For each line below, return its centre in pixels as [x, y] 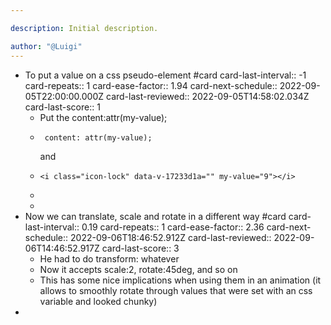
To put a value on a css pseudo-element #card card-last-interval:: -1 [165, 75]
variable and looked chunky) [98, 301]
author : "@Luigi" [46, 46]
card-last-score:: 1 [62, 107]
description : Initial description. [84, 28]
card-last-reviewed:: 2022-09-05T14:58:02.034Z [208, 96]
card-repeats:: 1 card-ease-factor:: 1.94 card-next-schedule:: [151, 85]
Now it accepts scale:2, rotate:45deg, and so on [138, 269]
